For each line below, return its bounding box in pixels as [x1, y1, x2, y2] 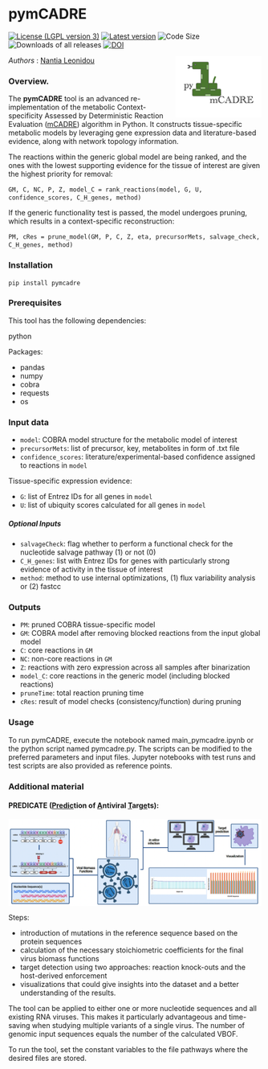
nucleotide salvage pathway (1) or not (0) [19, 547, 156, 557]
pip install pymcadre [8, 279, 81, 287]
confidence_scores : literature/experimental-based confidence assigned [19, 452, 255, 462]
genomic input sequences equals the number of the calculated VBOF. [8, 1029, 238, 1038]
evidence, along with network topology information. [8, 137, 179, 146]
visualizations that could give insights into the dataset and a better [19, 979, 239, 989]
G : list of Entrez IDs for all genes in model [19, 492, 153, 502]
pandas [19, 362, 46, 372]
